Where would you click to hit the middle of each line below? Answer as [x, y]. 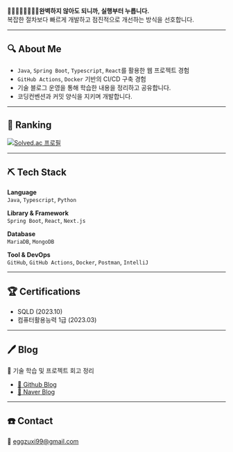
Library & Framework [38, 213]
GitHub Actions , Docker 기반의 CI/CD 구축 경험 [82, 78]
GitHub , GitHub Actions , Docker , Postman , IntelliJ [78, 262]
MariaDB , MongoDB [31, 242]
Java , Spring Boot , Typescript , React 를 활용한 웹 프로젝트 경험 [103, 70]
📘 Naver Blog [36, 392]
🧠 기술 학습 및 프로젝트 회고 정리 [51, 371]
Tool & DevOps [29, 255]
